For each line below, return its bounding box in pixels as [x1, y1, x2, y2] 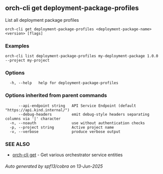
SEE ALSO [5, 140, 30, 147]
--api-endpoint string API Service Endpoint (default [18, 103, 136, 108]
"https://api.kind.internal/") [5, 107, 70, 113]
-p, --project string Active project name [9, 125, 114, 130]
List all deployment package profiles [5, 17, 79, 23]
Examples [5, 42, 30, 49]
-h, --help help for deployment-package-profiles [9, 81, 119, 86]
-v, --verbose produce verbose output [9, 129, 121, 134]
